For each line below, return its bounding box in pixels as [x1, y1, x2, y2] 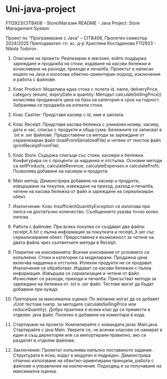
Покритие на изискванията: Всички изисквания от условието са [12, 249, 150, 255]
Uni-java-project [5, 3, 76, 15]
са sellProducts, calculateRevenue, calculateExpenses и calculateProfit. [12, 163, 161, 169]
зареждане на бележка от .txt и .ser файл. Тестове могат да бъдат [12, 281, 154, 287]
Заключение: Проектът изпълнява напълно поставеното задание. [12, 347, 153, 353]
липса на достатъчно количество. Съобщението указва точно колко [12, 208, 159, 214]
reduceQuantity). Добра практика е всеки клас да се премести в [12, 306, 151, 312]
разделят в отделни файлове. [12, 337, 76, 343]
